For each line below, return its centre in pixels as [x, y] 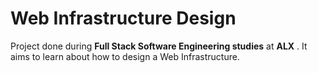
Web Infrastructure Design [123, 18]
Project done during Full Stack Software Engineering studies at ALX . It [159, 46]
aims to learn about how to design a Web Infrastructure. [125, 56]
